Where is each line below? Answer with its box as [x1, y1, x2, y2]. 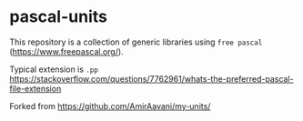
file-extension [9, 83, 62, 94]
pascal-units [9, 6, 107, 27]
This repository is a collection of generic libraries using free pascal [9, 36, 263, 47]
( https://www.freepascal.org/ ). [9, 45, 125, 56]
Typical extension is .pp [9, 64, 98, 75]
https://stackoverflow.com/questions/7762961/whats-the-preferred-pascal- [9, 73, 294, 84]
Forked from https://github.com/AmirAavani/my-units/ [9, 100, 211, 111]
